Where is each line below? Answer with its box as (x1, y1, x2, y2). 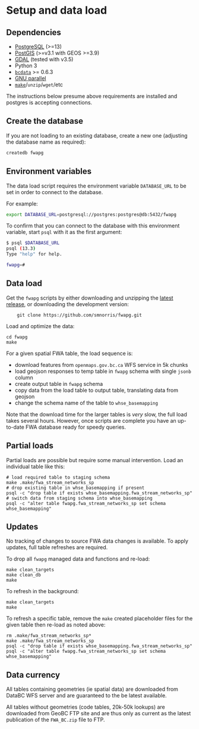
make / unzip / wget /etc (14, 81, 64, 88)
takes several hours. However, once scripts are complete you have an (6, 417, 176, 424)
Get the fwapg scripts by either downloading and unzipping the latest (6, 294, 173, 301)
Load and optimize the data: (6, 322, 75, 329)
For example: (6, 200, 39, 207)
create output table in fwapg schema (14, 380, 103, 387)
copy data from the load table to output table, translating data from (14, 387, 178, 394)
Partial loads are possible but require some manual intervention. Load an (6, 456, 184, 463)
